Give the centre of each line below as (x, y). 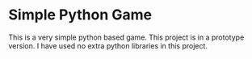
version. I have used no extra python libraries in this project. (108, 45)
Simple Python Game (80, 15)
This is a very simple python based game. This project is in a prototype (126, 37)
